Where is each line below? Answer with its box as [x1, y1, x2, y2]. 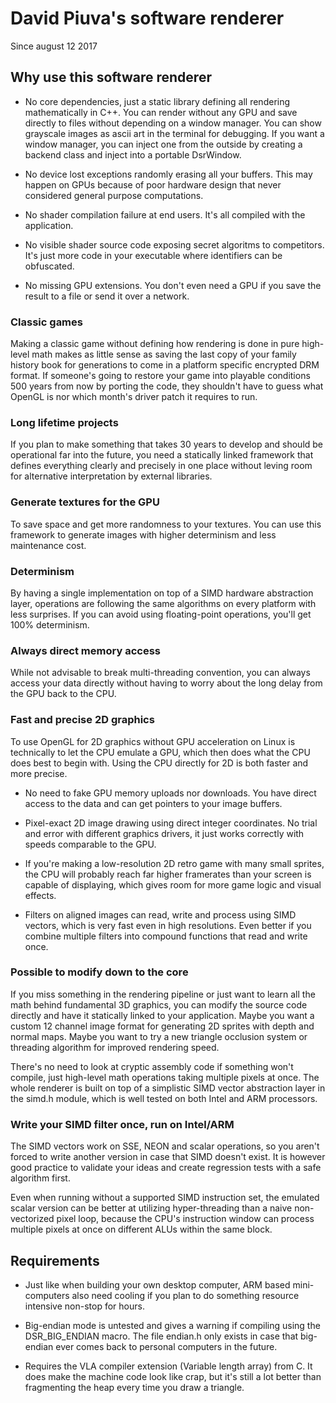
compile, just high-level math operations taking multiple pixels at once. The [10, 1071, 320, 1083]
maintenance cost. [10, 539, 87, 551]
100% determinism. [10, 618, 90, 631]
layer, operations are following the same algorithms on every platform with [10, 597, 317, 609]
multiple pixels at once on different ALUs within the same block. [10, 1223, 273, 1236]
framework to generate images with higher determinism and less [10, 528, 277, 541]
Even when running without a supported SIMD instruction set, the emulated [10, 1192, 320, 1204]
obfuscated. [24, 260, 75, 272]
